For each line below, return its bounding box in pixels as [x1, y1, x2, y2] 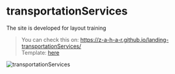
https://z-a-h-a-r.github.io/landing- [80, 36, 169, 43]
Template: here [21, 49, 60, 56]
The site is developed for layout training [6, 24, 106, 32]
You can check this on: [21, 36, 80, 43]
